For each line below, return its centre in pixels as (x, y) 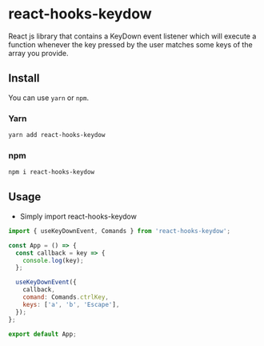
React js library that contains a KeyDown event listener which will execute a (132, 36)
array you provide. (39, 53)
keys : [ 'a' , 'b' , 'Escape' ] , (71, 304)
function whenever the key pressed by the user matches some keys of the (131, 44)
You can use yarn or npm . (49, 98)
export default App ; (43, 334)
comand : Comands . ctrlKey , (66, 297)
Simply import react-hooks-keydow (78, 216)
